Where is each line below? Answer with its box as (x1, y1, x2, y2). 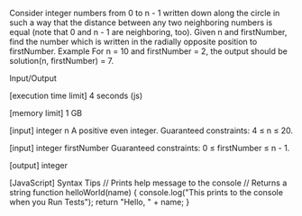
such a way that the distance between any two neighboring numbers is (9, 17, 273, 28)
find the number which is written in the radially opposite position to (9, 36, 258, 47)
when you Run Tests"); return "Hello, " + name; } (9, 197, 190, 207)
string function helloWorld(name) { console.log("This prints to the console (9, 187, 284, 197)
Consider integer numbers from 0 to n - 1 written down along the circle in (9, 8, 280, 18)
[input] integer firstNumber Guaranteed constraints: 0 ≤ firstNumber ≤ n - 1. (9, 143, 290, 153)
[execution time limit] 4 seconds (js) (9, 90, 143, 101)
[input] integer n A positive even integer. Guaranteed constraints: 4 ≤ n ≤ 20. (9, 125, 294, 136)
